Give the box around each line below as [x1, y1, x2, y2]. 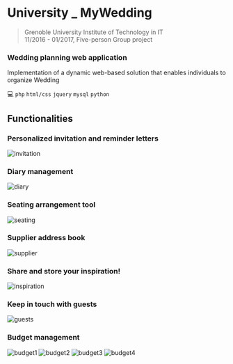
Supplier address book [7, 233, 86, 243]
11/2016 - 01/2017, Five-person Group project [24, 35, 153, 43]
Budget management [7, 333, 80, 342]
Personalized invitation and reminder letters [7, 134, 159, 143]
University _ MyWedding [7, 5, 153, 21]
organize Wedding [7, 76, 60, 84]
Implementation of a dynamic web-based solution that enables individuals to [7, 68, 226, 77]
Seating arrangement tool [7, 200, 96, 209]
